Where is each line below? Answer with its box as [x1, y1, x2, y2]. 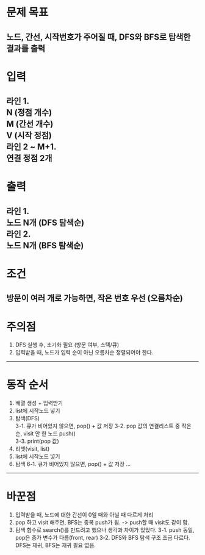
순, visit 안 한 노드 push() [15, 430, 76, 437]
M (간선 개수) [6, 119, 54, 129]
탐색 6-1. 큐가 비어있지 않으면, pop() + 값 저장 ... [15, 460, 131, 468]
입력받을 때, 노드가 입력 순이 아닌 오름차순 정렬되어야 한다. [15, 349, 154, 356]
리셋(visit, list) [15, 445, 50, 453]
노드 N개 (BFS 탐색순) [6, 240, 84, 251]
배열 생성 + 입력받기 [15, 399, 63, 407]
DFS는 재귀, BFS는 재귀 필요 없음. [15, 542, 96, 549]
